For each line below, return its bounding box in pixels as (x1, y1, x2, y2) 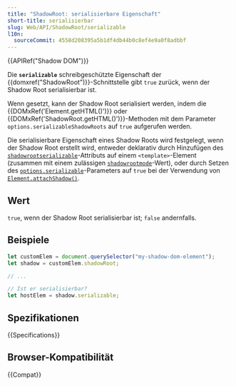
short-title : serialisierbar (7, 17, 94, 24)
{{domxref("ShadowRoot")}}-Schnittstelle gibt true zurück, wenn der (7, 78, 210, 86)
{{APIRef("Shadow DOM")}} (7, 56, 89, 65)
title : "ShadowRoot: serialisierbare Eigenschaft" (7, 10, 161, 18)
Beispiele (7, 234, 50, 246)
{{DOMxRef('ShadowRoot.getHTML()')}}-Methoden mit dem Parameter (7, 115, 216, 123)
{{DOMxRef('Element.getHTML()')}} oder (7, 107, 128, 116)
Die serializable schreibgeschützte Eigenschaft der (7, 71, 162, 79)
